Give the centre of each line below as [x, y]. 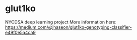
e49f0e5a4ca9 [20, 32]
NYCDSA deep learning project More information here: [61, 22]
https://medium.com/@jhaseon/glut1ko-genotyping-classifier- [68, 27]
